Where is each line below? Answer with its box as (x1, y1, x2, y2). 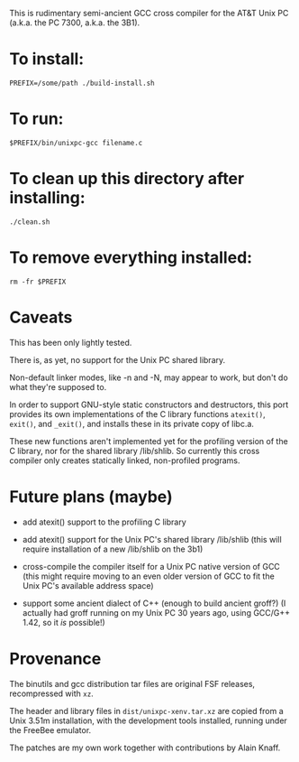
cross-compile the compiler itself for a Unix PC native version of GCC (22, 561, 281, 571)
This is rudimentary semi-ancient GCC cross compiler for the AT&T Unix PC (9, 8, 289, 18)
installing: (9, 188, 86, 209)
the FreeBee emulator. (9, 724, 92, 735)
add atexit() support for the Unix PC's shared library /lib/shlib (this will (22, 534, 282, 544)
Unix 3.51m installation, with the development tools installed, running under (9, 715, 288, 726)
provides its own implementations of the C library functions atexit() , (9, 408, 266, 419)
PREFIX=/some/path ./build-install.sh (9, 79, 155, 88)
